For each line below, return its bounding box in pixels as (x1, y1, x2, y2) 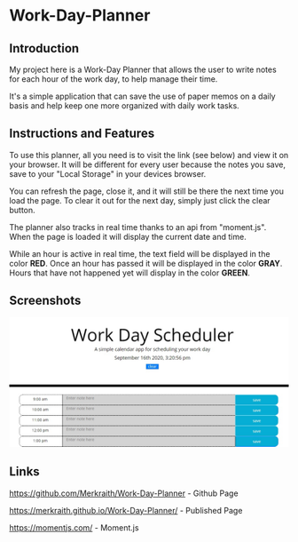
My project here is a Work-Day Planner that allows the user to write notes (9, 64, 277, 75)
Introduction (9, 41, 80, 56)
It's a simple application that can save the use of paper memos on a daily (9, 91, 277, 101)
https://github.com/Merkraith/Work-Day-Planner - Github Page (9, 488, 239, 498)
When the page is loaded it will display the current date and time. (9, 231, 247, 242)
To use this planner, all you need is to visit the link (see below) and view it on (9, 149, 289, 160)
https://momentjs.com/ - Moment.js (9, 522, 139, 533)
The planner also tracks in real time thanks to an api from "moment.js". (9, 221, 267, 232)
